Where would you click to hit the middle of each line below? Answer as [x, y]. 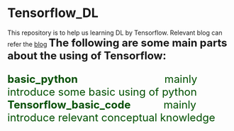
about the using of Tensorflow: [87, 55]
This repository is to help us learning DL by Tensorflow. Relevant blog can [115, 33]
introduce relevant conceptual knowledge [111, 118]
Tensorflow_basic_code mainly [102, 104]
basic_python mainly [102, 79]
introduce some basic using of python [102, 92]
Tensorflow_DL [53, 13]
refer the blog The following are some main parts [117, 42]
